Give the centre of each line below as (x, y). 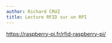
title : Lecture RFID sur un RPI (46, 17)
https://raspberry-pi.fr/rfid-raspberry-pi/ (56, 34)
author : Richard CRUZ (33, 11)
